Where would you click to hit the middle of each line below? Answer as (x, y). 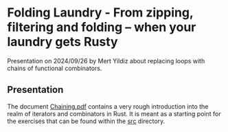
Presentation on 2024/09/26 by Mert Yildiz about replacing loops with (106, 60)
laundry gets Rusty (62, 42)
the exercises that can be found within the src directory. (86, 121)
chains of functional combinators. (55, 68)
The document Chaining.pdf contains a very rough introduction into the (108, 106)
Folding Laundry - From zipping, (100, 13)
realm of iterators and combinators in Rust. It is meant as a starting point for (114, 113)
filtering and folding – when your (102, 27)
